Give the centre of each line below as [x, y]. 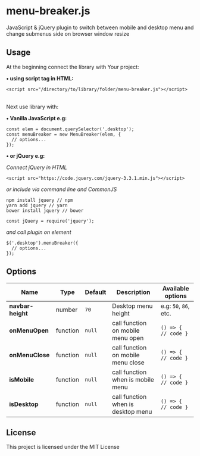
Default [96, 292]
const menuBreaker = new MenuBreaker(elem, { [63, 134]
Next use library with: [32, 107]
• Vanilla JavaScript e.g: [37, 118]
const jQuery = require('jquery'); [50, 221]
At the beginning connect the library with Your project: [73, 67]
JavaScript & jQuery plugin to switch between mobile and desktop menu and [100, 27]
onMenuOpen [29, 330]
